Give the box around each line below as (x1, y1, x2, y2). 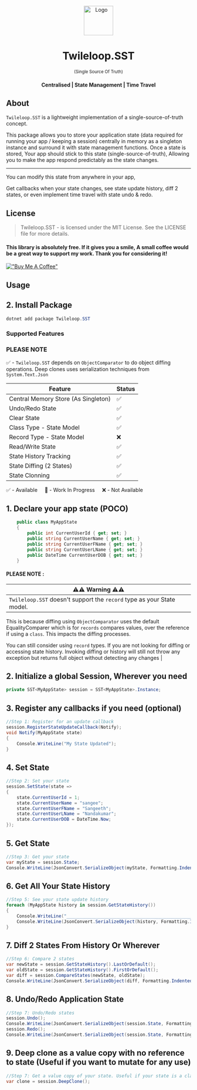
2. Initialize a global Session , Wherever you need (6, 671, 188, 682)
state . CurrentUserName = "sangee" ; (16, 800, 104, 806)
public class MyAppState (16, 519, 77, 526)
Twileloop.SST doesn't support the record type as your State (9, 595, 175, 603)
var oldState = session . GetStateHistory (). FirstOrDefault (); (6, 967, 159, 973)
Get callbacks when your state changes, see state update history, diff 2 (6, 185, 178, 192)
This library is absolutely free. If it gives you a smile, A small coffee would (6, 243, 189, 250)
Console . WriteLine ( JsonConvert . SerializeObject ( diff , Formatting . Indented (6, 977, 193, 984)
